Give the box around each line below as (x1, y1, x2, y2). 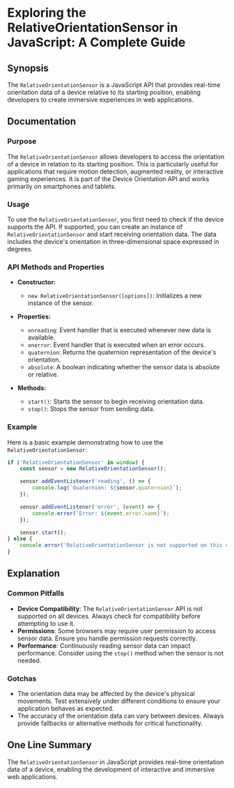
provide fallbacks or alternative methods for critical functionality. (17, 719, 203, 727)
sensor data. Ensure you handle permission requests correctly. (17, 634, 198, 642)
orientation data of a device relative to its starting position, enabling (7, 88, 201, 96)
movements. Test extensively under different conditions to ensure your (17, 697, 221, 705)
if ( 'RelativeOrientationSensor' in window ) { (7, 458, 145, 466)
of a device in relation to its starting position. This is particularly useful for (7, 160, 219, 168)
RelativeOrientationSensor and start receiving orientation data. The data (7, 230, 217, 238)
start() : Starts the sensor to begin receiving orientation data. (27, 397, 205, 405)
